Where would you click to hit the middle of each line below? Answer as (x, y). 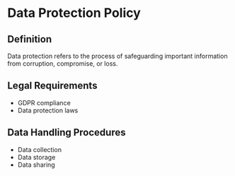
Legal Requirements (52, 86)
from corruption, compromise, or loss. (63, 64)
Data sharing (36, 165)
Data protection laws (48, 110)
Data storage (36, 157)
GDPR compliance (44, 102)
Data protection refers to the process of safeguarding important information (117, 56)
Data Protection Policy (74, 13)
